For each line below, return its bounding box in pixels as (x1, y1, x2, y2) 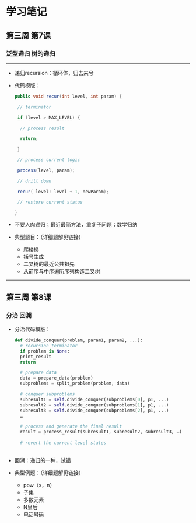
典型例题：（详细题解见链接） (14, 469, 84, 476)
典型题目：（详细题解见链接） (14, 234, 84, 241)
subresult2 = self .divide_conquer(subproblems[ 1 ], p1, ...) (20, 402, 169, 408)
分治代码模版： (14, 326, 51, 333)
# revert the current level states (20, 440, 107, 446)
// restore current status (17, 199, 83, 205)
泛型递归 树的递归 (6, 49, 55, 57)
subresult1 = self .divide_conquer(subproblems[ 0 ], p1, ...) (20, 396, 169, 402)
